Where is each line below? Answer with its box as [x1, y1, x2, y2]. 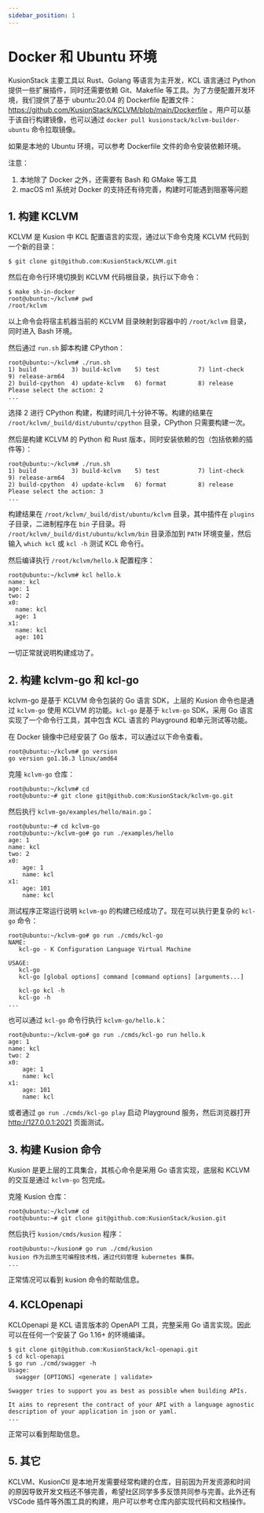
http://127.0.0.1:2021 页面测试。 [8, 1118, 108, 1127]
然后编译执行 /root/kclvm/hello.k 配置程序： [8, 555, 155, 565]
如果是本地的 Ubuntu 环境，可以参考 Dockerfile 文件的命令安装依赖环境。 [8, 141, 245, 150]
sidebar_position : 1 [8, 11, 76, 20]
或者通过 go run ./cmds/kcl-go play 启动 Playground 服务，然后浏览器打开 [8, 1108, 251, 1117]
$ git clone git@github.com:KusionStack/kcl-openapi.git [8, 1345, 199, 1353]
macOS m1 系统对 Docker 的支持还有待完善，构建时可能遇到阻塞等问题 [19, 184, 249, 194]
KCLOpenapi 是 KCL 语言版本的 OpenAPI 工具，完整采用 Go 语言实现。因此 [8, 1319, 251, 1330]
